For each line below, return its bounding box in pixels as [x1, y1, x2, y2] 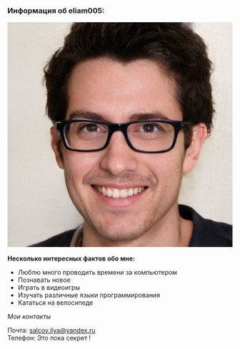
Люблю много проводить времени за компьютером [17, 268, 177, 277]
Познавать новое [17, 275, 71, 284]
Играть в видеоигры [17, 283, 81, 292]
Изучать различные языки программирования [17, 291, 161, 300]
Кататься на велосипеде [17, 298, 94, 307]
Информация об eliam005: [7, 6, 105, 16]
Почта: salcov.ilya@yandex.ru [7, 326, 96, 335]
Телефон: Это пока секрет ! [7, 334, 91, 343]
